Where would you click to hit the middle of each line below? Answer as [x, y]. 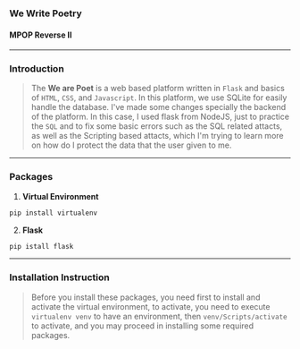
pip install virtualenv [54, 213]
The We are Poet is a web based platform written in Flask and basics [158, 89]
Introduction [37, 69]
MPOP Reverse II [41, 35]
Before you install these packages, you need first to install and [146, 297]
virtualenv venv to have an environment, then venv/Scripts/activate [159, 316]
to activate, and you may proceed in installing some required [142, 326]
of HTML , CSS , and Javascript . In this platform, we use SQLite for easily [159, 98]
